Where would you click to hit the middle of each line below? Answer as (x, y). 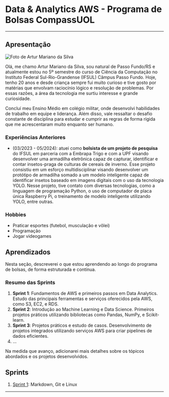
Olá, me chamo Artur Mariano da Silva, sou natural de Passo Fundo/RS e (80, 66)
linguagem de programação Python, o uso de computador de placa (82, 191)
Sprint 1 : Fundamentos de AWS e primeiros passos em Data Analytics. (85, 293)
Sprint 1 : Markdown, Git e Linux (45, 384)
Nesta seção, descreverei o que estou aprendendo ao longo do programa (81, 264)
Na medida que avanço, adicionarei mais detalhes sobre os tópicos (75, 351)
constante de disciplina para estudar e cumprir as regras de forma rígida (80, 119)
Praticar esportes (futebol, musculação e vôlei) (61, 226)
